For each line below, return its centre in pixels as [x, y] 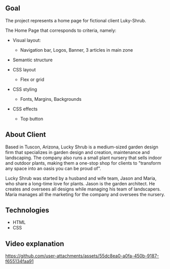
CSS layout [24, 69]
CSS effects [25, 109]
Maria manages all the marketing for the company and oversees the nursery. [85, 194]
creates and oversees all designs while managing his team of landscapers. [83, 189]
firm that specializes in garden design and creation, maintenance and [78, 152]
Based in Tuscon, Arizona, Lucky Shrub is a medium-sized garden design [82, 147]
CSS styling [25, 89]
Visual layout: [27, 40]
